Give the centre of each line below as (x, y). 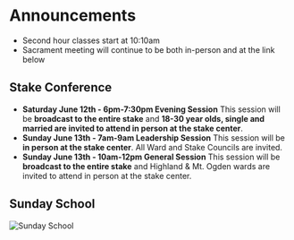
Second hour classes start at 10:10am (91, 40)
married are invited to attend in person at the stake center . (133, 128)
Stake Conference (61, 87)
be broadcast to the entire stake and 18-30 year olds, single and (143, 118)
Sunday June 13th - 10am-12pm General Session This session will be (151, 157)
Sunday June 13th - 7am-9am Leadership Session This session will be (154, 137)
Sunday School (52, 204)
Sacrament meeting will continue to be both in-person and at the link (148, 49)
